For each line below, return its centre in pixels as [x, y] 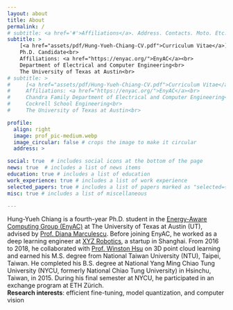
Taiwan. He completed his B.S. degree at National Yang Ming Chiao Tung [111, 264]
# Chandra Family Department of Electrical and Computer [97, 98]
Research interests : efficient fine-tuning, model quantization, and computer [116, 293]
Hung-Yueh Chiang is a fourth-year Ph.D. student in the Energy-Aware [107, 219]
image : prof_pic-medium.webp [55, 136]
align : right [32, 129]
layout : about [28, 14]
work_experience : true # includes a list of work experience [97, 180]
